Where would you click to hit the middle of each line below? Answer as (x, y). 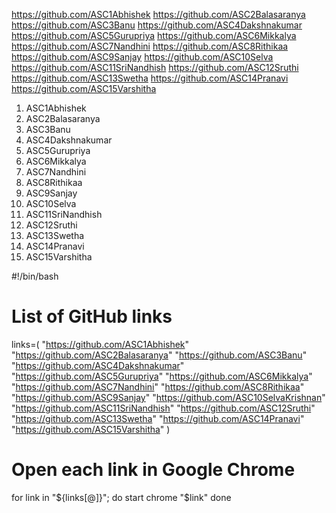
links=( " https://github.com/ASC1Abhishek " (100, 344)
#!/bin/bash (35, 276)
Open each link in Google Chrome (153, 470)
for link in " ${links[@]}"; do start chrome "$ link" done (121, 497)
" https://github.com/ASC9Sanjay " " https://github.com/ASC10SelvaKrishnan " (168, 397)
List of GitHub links (92, 316)
